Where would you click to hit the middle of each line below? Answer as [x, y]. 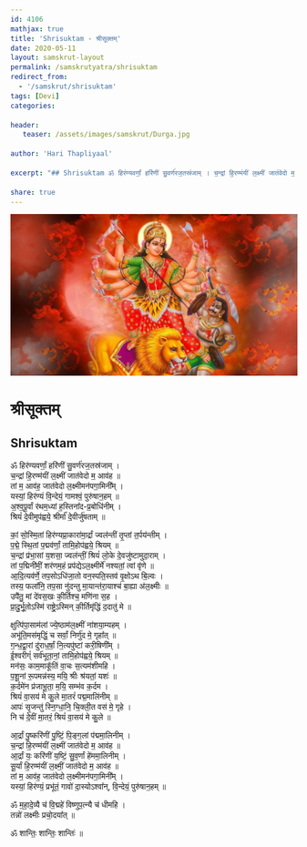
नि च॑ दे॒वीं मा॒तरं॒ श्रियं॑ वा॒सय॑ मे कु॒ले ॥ [61, 717]
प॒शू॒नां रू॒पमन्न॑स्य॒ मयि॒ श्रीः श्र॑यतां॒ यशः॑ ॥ [64, 676]
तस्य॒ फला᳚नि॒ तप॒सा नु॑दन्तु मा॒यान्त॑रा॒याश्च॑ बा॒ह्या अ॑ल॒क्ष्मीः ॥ [90, 586]
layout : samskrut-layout [57, 58]
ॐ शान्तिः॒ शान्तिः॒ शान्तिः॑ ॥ [47, 832]
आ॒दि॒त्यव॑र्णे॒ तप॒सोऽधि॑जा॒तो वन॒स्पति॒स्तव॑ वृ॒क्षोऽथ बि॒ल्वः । [87, 576]
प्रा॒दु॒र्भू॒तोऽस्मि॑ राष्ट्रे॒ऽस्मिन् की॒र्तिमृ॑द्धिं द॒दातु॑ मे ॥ [71, 607]
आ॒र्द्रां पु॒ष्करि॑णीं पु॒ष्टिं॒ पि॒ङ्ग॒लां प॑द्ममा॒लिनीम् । [71, 735]
